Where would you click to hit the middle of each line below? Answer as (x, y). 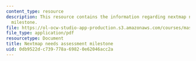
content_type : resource (35, 11)
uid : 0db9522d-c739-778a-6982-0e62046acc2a (60, 49)
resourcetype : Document (35, 38)
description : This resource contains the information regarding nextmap (96, 17)
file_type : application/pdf (40, 33)
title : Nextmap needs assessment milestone (60, 44)
